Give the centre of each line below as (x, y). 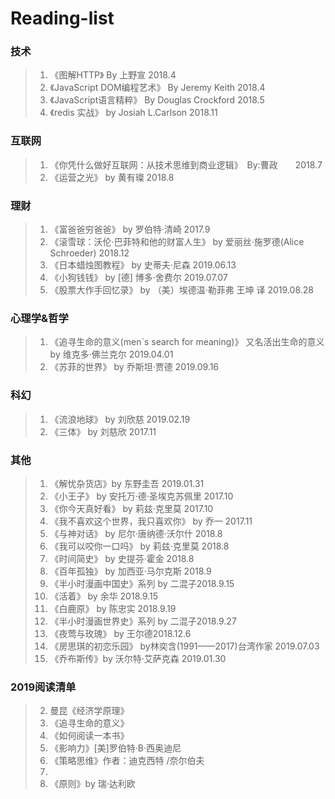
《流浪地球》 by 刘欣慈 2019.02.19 (120, 419)
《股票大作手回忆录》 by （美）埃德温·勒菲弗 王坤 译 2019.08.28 (181, 290)
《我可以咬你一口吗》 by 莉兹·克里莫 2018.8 (139, 546)
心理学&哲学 (39, 318)
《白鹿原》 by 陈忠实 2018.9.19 (113, 608)
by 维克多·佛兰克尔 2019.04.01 (111, 354)
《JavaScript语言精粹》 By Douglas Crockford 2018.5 (157, 100)
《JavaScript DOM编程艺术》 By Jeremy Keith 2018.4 (157, 88)
